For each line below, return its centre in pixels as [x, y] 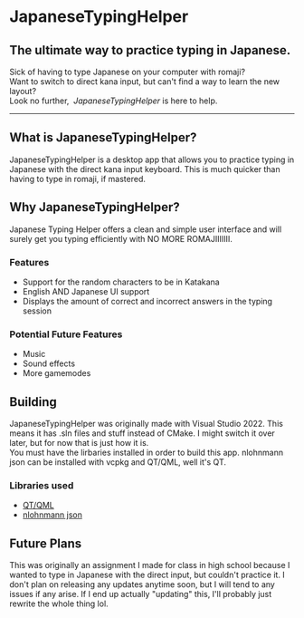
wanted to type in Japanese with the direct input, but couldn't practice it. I [147, 575]
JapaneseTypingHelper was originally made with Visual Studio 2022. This [146, 424]
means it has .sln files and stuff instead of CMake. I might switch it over [142, 433]
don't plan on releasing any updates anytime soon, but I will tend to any [142, 584]
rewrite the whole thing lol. [59, 604]
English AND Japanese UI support [86, 291]
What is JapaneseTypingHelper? [103, 138]
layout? [23, 91]
